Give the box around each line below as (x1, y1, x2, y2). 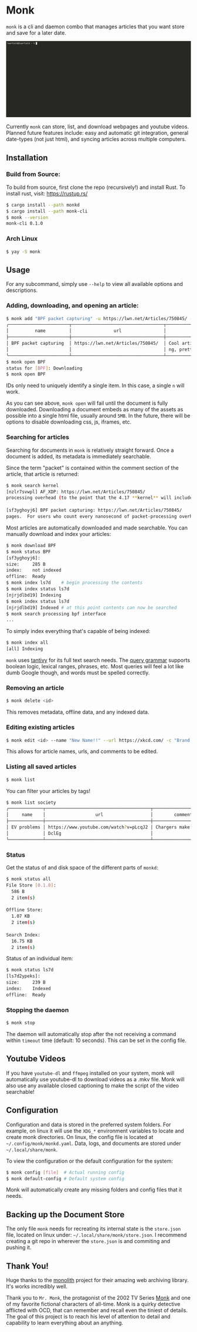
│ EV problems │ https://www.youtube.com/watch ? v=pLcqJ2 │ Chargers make (6, 824, 191, 830)
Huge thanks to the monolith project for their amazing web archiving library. (6, 1277, 189, 1284)
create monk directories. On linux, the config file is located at (6, 1133, 154, 1140)
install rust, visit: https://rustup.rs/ (6, 189, 88, 197)
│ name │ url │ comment (6, 812, 193, 818)
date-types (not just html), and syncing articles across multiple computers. (6, 136, 186, 143)
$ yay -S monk (6, 248, 41, 255)
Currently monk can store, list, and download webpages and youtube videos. (6, 123, 189, 130)
